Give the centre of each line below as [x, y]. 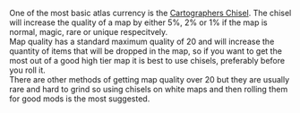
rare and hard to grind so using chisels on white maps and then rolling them [149, 89]
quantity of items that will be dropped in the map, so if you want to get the [146, 51]
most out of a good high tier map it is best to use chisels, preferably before [147, 61]
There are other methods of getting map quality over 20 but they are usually [150, 79]
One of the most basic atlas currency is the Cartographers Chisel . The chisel [150, 13]
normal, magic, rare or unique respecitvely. [89, 32]
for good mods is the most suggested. [80, 99]
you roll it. [28, 70]
